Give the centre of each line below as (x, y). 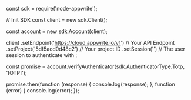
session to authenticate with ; (42, 55)
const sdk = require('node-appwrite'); (52, 9)
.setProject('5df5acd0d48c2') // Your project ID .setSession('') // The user (96, 49)
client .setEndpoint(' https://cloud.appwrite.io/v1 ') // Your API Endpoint (91, 43)
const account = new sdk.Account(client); (57, 31)
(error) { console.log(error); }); (43, 90)
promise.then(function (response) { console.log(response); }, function (91, 84)
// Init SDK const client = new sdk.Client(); (57, 20)
